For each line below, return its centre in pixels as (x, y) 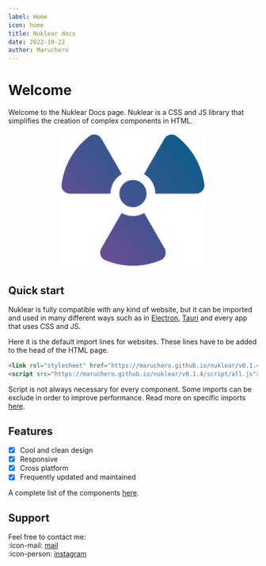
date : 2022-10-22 (37, 42)
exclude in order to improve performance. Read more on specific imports (127, 398)
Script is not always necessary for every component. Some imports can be (130, 389)
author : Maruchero (38, 50)
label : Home (28, 17)
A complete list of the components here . (74, 493)
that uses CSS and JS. (45, 327)
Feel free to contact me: (47, 537)
